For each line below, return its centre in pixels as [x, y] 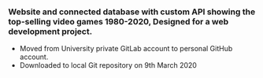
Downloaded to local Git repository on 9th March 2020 [108, 65]
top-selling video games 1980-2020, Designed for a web [119, 21]
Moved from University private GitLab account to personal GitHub [126, 49]
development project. [50, 32]
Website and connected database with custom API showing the [132, 12]
